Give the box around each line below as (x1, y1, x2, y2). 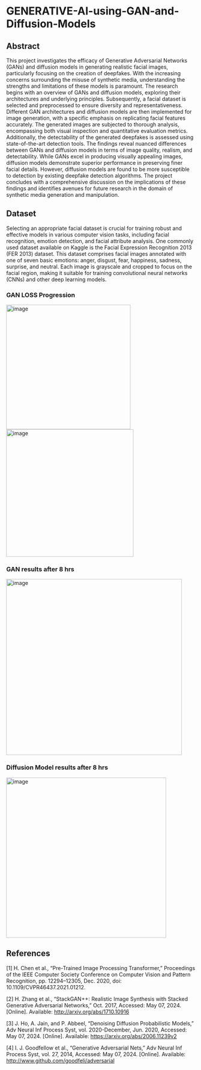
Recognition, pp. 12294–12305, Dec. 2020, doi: (6, 977, 122, 985)
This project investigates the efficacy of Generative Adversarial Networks (6, 57, 188, 64)
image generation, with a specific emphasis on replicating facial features (6, 114, 186, 122)
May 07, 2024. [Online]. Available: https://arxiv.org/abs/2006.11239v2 (6, 1032, 177, 1039)
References (6, 948, 50, 959)
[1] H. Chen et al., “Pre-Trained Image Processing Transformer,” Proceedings (6, 964, 196, 971)
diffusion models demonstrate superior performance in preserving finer (6, 159, 183, 166)
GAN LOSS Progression (6, 291, 76, 299)
